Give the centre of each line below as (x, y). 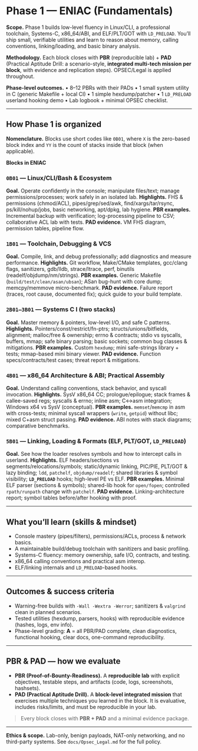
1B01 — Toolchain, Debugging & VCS (59, 243)
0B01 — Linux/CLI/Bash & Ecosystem (59, 178)
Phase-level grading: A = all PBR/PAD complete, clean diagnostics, (95, 631)
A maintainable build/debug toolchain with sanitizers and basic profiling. (102, 549)
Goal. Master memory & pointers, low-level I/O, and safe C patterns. (89, 322)
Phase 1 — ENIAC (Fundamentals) (90, 11)
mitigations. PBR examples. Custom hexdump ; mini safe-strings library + (93, 347)
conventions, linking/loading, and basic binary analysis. (73, 46)
